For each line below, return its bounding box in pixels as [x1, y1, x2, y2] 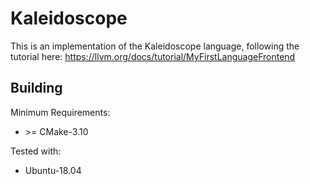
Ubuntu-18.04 [24, 164, 82, 176]
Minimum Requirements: [10, 106, 111, 118]
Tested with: [10, 145, 62, 157]
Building [10, 80, 63, 97]
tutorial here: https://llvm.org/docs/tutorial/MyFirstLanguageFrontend [10, 50, 296, 62]
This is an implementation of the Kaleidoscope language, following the [10, 40, 300, 52]
